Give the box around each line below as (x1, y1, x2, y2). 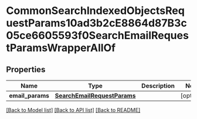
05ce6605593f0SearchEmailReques (6, 29, 189, 42)
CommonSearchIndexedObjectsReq (6, 4, 185, 17)
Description (141, 82, 175, 90)
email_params (9, 92, 50, 100)
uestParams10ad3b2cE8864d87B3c (6, 16, 188, 30)
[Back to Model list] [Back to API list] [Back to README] (6, 107, 141, 113)
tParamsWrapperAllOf (6, 41, 116, 55)
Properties (6, 64, 46, 74)
